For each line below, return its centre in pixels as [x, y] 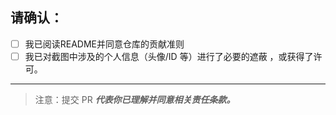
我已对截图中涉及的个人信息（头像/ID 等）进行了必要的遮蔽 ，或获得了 [169, 56]
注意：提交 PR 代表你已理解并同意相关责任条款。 [135, 99]
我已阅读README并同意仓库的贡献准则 [104, 44]
